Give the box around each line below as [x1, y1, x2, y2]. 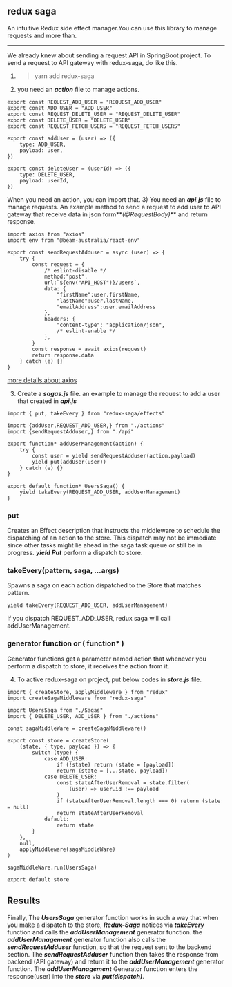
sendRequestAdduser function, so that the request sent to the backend [7, 943, 212, 951]
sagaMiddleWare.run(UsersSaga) [7, 864, 97, 871]
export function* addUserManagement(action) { [7, 440, 144, 447]
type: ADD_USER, [19, 141, 67, 148]
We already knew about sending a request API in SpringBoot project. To [7, 51, 211, 59]
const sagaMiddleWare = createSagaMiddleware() [7, 725, 147, 732]
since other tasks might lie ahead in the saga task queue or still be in [7, 541, 202, 549]
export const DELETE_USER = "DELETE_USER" [7, 117, 131, 124]
